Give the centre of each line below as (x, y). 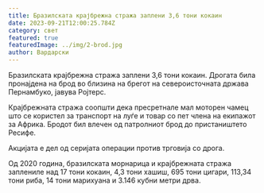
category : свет (33, 30)
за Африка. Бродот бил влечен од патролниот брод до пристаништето (128, 124)
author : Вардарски (39, 52)
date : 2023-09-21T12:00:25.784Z (62, 23)
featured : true (33, 38)
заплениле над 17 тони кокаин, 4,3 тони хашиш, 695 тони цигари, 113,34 (130, 172)
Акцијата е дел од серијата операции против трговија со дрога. (116, 148)
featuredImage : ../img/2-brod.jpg (66, 45)
